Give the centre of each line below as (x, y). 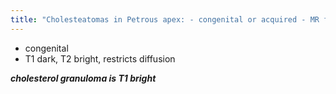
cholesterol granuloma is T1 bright (83, 78)
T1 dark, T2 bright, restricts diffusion (100, 58)
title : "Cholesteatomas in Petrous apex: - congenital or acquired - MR (165, 19)
